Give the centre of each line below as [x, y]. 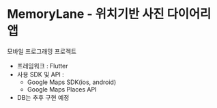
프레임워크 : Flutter [42, 66]
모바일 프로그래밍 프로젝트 [42, 51]
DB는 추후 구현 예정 [43, 97]
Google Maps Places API [62, 89]
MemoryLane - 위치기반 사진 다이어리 [109, 14]
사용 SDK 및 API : [41, 74]
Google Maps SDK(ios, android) [72, 82]
